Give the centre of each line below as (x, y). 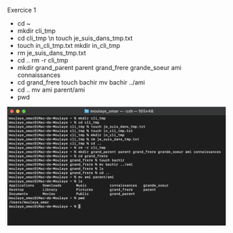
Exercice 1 (22, 10)
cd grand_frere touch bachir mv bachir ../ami (81, 82)
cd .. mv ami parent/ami (51, 90)
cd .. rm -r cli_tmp (43, 60)
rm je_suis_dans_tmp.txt (52, 53)
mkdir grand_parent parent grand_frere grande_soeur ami (99, 68)
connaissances (39, 75)
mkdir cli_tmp (36, 31)
